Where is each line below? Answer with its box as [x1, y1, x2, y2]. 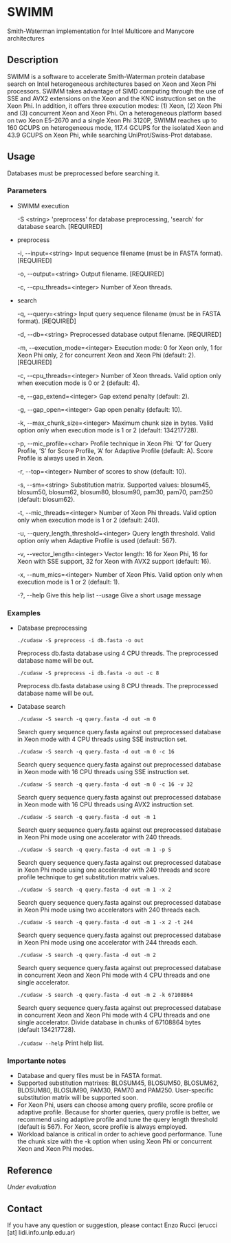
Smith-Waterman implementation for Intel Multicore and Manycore [7, 27, 195, 35]
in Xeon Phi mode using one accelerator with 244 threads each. [16, 938, 198, 947]
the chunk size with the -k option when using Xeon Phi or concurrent [16, 1137, 212, 1145]
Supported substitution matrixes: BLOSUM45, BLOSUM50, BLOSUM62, [16, 1079, 219, 1087]
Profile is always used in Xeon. [16, 454, 104, 462]
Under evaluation [7, 1183, 56, 1191]
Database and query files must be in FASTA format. [16, 1072, 162, 1080]
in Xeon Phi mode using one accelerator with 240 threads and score [16, 866, 210, 874]
